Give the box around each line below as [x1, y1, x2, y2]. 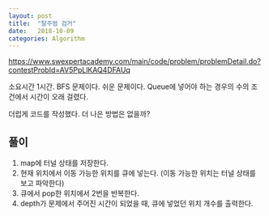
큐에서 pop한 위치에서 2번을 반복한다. [19, 188, 139, 198]
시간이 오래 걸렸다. [29, 92, 89, 102]
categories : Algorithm [8, 34, 85, 43]
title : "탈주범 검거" [8, 19, 77, 28]
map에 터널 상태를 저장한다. [19, 159, 109, 168]
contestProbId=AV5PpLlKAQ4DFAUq [8, 66, 131, 75]
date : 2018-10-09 [8, 27, 75, 35]
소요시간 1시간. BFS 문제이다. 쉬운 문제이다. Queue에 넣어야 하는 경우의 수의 [8, 82, 250, 91]
